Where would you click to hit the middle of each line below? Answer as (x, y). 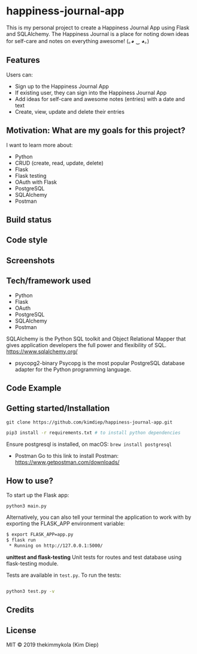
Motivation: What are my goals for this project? (96, 131)
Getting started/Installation (58, 408)
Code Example (34, 388)
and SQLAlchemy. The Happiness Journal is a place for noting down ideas (98, 34)
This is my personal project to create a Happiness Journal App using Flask (98, 28)
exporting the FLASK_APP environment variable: (66, 524)
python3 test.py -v (31, 591)
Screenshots (31, 261)
